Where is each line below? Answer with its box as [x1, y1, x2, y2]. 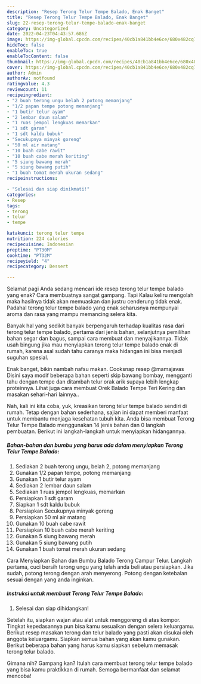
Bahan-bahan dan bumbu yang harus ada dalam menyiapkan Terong [7, 441, 184, 449]
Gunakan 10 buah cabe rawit [15, 520, 86, 527]
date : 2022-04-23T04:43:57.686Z [7, 31, 87, 37]
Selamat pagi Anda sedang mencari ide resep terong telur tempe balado [7, 285, 184, 293]
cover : [7, 64, 23, 70]
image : [7, 36, 23, 42]
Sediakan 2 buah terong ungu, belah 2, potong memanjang [15, 463, 160, 470]
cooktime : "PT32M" [7, 252, 52, 259]
